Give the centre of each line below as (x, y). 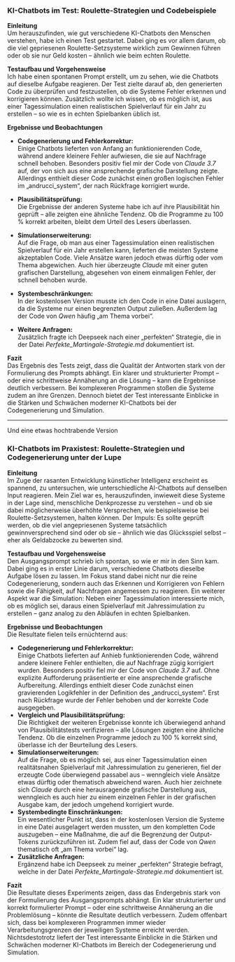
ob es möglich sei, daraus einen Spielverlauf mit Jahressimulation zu (106, 606)
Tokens (28, 841)
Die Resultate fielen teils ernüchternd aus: (67, 634)
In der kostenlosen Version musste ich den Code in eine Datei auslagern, (122, 301)
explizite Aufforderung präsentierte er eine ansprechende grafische (114, 677)
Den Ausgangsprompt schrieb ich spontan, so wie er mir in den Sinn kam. (113, 561)
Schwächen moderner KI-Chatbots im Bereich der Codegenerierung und (112, 944)
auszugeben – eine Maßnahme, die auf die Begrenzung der (103, 834)
